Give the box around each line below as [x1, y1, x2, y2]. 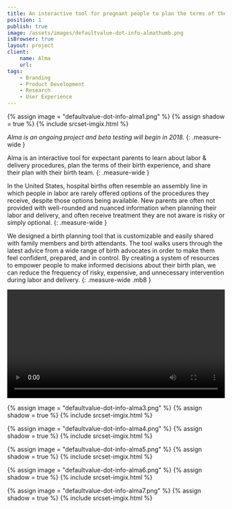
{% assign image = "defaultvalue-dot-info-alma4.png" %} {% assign [7, 425, 202, 432]
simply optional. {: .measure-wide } [7, 219, 107, 226]
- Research [19, 87, 51, 94]
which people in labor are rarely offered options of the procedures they [7, 189, 209, 197]
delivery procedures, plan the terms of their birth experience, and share [7, 161, 211, 169]
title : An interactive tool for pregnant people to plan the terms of [7, 10, 215, 17]
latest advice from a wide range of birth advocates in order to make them [7, 246, 215, 254]
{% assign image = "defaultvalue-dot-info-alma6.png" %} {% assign [7, 466, 202, 474]
